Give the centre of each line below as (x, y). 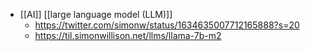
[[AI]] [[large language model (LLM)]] (96, 14)
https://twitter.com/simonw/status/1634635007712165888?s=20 (167, 25)
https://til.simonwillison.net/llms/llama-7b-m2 (128, 35)
